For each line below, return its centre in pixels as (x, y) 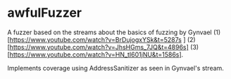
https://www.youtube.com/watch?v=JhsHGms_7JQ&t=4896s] (99, 47)
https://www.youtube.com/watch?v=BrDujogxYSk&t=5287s (95, 39)
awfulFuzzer (45, 13)
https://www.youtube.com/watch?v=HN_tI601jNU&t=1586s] (95, 55)
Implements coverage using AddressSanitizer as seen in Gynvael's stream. (115, 68)
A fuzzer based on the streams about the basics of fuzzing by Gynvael (110, 32)
